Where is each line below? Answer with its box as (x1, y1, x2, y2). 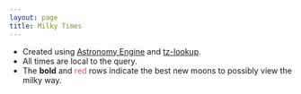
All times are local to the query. (22, 56, 137, 66)
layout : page (9, 13, 58, 22)
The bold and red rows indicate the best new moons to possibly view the (22, 64, 292, 76)
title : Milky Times (9, 21, 83, 30)
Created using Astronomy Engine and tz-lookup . (22, 46, 202, 56)
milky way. (22, 74, 62, 85)
